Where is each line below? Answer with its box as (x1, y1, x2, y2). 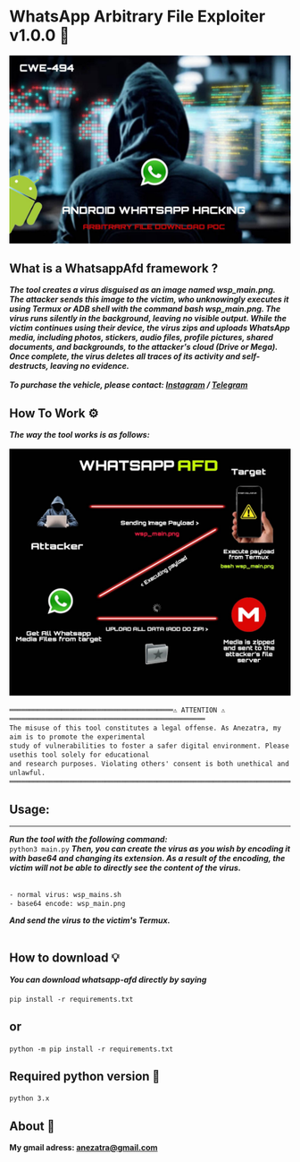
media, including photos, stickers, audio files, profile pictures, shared (9, 332, 274, 343)
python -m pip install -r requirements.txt (9, 1045, 174, 1054)
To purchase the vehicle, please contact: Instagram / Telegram (9, 380, 248, 390)
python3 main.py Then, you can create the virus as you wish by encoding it (9, 843, 291, 854)
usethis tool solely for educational (9, 750, 150, 760)
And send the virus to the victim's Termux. (9, 915, 171, 926)
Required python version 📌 (9, 1069, 161, 1084)
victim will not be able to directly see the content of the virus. (9, 862, 241, 874)
